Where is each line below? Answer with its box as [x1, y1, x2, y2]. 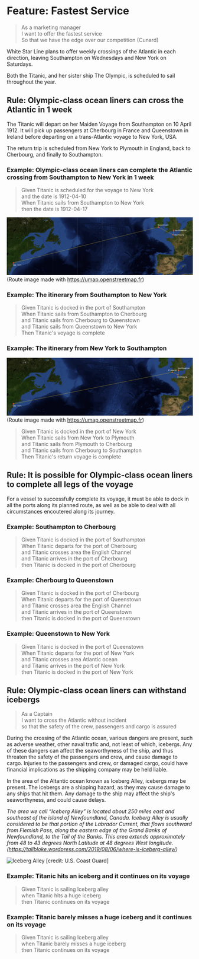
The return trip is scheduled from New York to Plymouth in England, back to [6, 144, 191, 152]
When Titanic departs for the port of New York [21, 649, 135, 657]
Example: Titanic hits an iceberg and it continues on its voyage [6, 872, 190, 880]
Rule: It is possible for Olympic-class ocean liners [6, 470, 193, 480]
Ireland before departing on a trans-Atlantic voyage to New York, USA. [6, 133, 178, 140]
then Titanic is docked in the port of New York [21, 668, 133, 676]
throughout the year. [6, 78, 57, 85]
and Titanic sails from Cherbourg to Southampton [21, 447, 142, 454]
